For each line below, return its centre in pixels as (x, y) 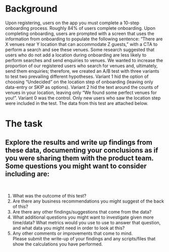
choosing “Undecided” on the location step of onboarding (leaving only (79, 82)
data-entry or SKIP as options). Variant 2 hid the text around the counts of (82, 87)
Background (31, 9)
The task (24, 124)
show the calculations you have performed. (58, 244)
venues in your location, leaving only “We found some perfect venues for (81, 92)
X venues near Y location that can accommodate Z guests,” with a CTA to (81, 44)
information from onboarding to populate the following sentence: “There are (84, 39)
